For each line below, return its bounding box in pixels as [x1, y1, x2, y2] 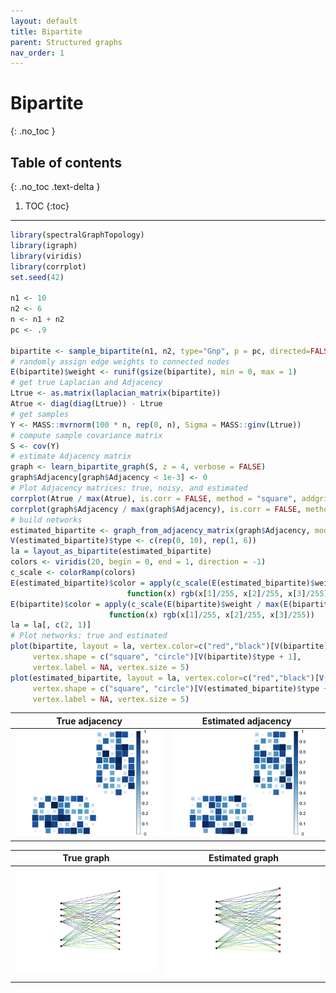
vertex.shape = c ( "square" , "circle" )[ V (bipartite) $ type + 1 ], [32, 652, 302, 662]
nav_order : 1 [10, 48, 65, 58]
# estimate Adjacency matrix [10, 451, 132, 462]
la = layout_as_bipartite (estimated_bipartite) [10, 546, 213, 557]
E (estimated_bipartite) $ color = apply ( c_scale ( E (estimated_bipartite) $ [10, 578, 315, 588]
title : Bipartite [10, 26, 83, 37]
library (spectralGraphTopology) [10, 230, 145, 240]
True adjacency [56, 715, 123, 727]
